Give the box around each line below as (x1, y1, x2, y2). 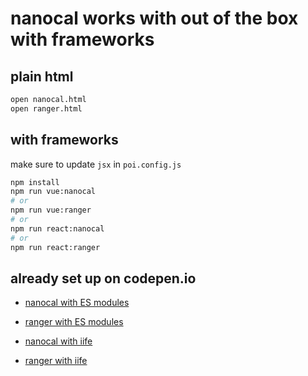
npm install (10, 177, 60, 187)
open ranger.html (10, 103, 83, 114)
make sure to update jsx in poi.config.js (10, 158, 182, 170)
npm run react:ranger (10, 242, 101, 252)
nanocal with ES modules (24, 297, 130, 309)
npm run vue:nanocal (10, 187, 97, 197)
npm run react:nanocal (10, 223, 105, 234)
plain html (10, 68, 74, 85)
